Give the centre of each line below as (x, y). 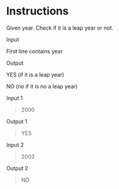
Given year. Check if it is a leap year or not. (60, 28)
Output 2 (17, 168)
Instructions (37, 11)
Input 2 (15, 145)
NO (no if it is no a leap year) (42, 86)
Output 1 (17, 121)
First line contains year (35, 51)
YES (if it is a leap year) (35, 74)
